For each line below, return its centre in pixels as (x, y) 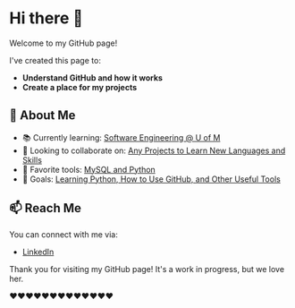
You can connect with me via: (64, 234)
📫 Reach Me (46, 208)
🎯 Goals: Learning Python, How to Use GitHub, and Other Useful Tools (152, 179)
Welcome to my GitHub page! (63, 43)
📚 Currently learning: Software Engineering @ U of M (121, 137)
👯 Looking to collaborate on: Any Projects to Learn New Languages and (154, 150)
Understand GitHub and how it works (93, 77)
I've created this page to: (55, 60)
